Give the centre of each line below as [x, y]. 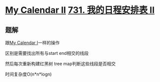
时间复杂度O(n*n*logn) [28, 74]
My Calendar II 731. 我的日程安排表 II [80, 10]
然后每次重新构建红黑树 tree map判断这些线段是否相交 [60, 64]
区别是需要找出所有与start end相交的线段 [47, 53]
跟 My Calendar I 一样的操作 [32, 43]
